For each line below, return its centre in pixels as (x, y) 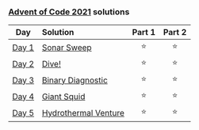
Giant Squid (63, 96)
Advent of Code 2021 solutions (69, 12)
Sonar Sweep (67, 48)
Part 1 (144, 32)
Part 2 (175, 32)
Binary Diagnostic (75, 80)
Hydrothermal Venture (83, 113)
